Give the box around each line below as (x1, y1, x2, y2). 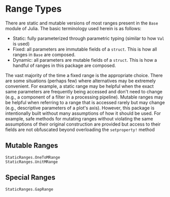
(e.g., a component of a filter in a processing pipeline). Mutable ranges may (5, 94, 163, 100)
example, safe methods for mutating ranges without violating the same (5, 115, 154, 121)
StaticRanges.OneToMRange (5, 155, 60, 160)
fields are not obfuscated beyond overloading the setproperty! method (5, 126, 155, 133)
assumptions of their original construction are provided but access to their (5, 121, 161, 127)
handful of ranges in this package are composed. (12, 62, 116, 68)
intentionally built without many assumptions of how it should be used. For (5, 110, 161, 116)
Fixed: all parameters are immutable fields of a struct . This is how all (12, 46, 157, 52)
